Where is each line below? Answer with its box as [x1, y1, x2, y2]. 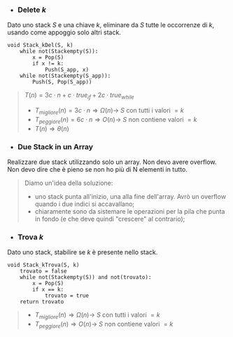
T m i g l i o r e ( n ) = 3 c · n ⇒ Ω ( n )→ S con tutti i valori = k [34, 106, 184, 116]
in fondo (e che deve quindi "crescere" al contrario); [34, 214, 185, 223]
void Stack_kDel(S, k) [7, 42, 73, 49]
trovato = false [20, 268, 68, 275]
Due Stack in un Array [17, 142, 93, 151]
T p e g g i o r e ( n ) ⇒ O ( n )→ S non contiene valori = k [34, 320, 174, 330]
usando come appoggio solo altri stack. [7, 28, 121, 36]
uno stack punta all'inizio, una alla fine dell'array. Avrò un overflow [34, 192, 226, 200]
